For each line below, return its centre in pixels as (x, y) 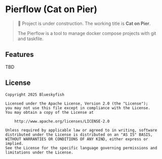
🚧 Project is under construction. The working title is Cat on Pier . (84, 23)
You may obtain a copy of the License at (50, 112)
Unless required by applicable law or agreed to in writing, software (81, 130)
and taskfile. (31, 39)
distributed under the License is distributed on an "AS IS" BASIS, (79, 135)
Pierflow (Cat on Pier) (51, 9)
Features (19, 55)
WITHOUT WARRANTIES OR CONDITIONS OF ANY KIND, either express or (77, 139)
